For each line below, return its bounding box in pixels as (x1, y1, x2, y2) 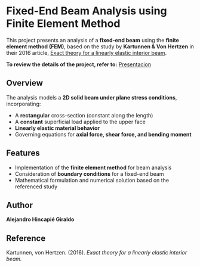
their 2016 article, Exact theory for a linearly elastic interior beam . (6, 49, 167, 56)
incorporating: (6, 100, 41, 107)
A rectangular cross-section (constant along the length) (14, 111, 153, 119)
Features (6, 148, 40, 159)
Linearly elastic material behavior (14, 124, 100, 132)
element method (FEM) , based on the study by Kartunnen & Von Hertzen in (6, 43, 194, 50)
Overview (6, 78, 44, 88)
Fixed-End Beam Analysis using (6, 4, 167, 18)
